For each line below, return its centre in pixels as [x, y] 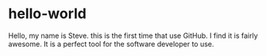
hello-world [48, 14]
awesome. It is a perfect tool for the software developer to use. [111, 43]
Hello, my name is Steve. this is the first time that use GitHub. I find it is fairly [133, 35]
